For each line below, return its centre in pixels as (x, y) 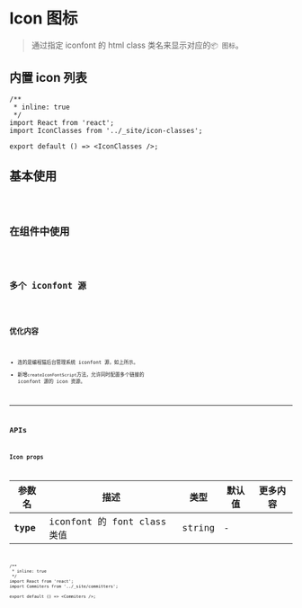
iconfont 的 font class (108, 522)
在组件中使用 (40, 232)
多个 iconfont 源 (48, 286)
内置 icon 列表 (48, 78)
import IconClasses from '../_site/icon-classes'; (106, 130)
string (199, 528)
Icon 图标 (44, 18)
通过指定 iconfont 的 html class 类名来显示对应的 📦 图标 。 (138, 45)
